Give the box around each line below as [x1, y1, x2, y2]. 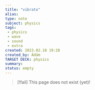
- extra [7, 43, 23, 48]
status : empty [5, 66, 34, 71]
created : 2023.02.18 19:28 [5, 48, 60, 53]
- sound [7, 39, 23, 44]
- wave [7, 35, 21, 39]
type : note [5, 16, 27, 21]
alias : [5, 12, 19, 17]
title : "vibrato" [5, 7, 41, 12]
